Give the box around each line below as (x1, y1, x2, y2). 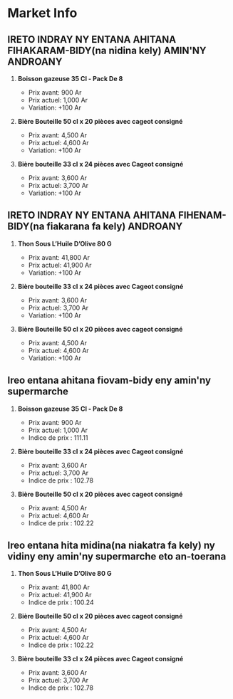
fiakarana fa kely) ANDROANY (46, 221, 183, 233)
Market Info (7, 5, 78, 21)
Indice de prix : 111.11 (28, 433, 88, 442)
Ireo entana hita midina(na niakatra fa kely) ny (7, 540, 215, 552)
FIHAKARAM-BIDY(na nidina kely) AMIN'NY (7, 44, 207, 56)
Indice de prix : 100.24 (28, 598, 94, 606)
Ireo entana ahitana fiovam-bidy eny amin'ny (7, 374, 212, 387)
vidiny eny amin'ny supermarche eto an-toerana (7, 550, 227, 563)
